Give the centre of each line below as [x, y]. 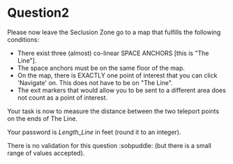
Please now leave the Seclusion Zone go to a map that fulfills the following [114, 32]
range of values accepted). [46, 153]
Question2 [38, 13]
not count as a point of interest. [62, 97]
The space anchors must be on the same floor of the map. [101, 68]
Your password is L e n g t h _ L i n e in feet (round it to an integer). [94, 132]
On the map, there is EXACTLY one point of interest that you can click [117, 75]
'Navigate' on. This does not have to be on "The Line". [95, 82]
